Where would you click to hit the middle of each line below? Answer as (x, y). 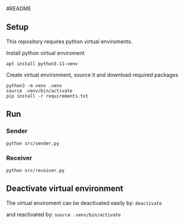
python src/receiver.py (35, 170)
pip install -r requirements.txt (47, 96)
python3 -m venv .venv (34, 85)
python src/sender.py (33, 143)
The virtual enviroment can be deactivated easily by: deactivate (84, 203)
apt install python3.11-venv (42, 64)
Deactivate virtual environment (65, 189)
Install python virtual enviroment (45, 53)
